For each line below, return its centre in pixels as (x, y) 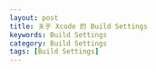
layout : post (34, 18)
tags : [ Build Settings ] (54, 52)
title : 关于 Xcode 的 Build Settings (78, 26)
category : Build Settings (58, 43)
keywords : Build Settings (58, 35)
